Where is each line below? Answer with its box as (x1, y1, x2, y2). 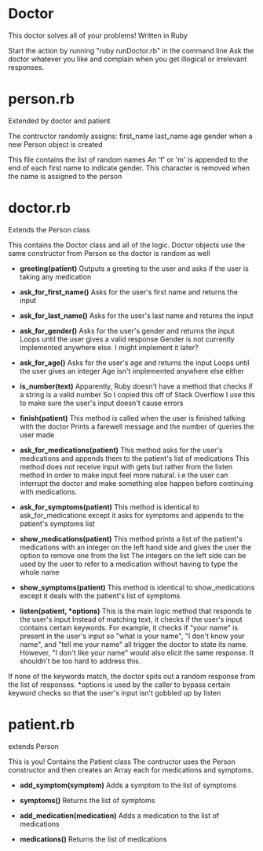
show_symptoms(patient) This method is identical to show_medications (19, 583, 255, 592)
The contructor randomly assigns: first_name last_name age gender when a (8, 131, 253, 141)
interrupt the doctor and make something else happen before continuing (19, 478, 254, 488)
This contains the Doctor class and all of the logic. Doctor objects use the (8, 240, 246, 250)
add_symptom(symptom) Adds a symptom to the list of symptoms (19, 780, 237, 790)
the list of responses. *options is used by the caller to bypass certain (8, 680, 231, 689)
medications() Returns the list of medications (19, 834, 167, 844)
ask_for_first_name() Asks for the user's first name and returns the (19, 287, 238, 297)
